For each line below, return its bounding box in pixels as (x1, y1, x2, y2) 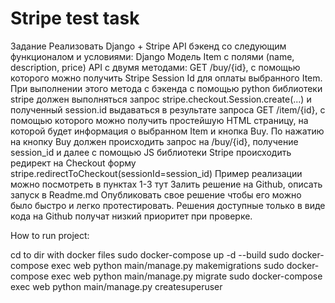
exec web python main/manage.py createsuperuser (10, 280, 223, 292)
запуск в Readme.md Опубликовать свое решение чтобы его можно (10, 188, 302, 201)
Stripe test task (10, 7, 140, 30)
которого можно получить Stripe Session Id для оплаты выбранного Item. (10, 72, 323, 84)
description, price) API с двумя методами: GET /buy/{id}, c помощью (10, 61, 301, 73)
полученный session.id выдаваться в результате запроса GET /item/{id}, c (10, 103, 326, 116)
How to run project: (10, 229, 90, 241)
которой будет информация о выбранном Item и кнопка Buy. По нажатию (10, 125, 325, 137)
